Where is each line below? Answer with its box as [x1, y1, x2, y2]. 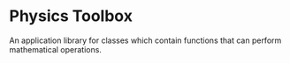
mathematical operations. [9, 44, 102, 54]
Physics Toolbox [9, 6, 133, 26]
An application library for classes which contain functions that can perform [9, 35, 282, 45]
